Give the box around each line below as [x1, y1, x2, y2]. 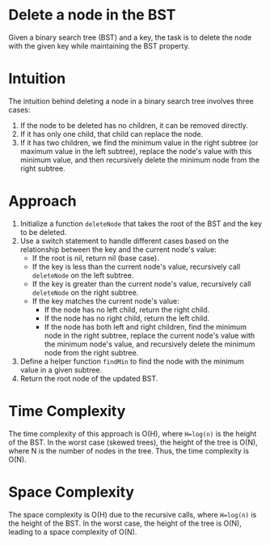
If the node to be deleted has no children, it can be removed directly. [19, 120, 249, 130]
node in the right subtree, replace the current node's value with [44, 330, 255, 340]
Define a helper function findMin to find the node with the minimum [19, 356, 245, 366]
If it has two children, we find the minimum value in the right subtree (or [19, 138, 259, 147]
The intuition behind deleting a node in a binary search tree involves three [8, 96, 254, 106]
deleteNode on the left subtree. [32, 270, 134, 280]
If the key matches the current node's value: [32, 296, 179, 305]
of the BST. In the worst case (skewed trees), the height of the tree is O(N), [8, 437, 259, 447]
